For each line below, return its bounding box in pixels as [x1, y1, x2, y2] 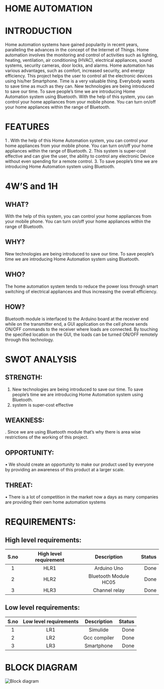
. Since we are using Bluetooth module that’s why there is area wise [5, 429, 141, 435]
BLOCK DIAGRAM [5, 662, 78, 673]
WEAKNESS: [5, 416, 45, 424]
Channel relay [93, 587, 125, 593]
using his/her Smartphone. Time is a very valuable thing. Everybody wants [5, 78, 155, 84]
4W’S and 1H [5, 181, 58, 192]
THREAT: [5, 481, 33, 489]
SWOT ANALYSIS [5, 354, 77, 365]
